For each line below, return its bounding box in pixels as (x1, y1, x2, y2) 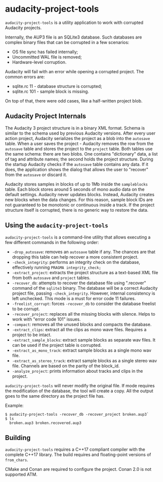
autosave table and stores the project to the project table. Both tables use (5, 145, 153, 152)
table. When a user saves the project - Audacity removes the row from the (5, 141, 154, 146)
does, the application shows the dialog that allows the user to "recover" (5, 166, 148, 172)
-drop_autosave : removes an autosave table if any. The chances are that (12, 249, 156, 255)
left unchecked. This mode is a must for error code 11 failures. (12, 295, 136, 301)
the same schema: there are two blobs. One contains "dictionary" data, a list (5, 151, 158, 157)
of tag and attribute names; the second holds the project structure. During (5, 156, 153, 162)
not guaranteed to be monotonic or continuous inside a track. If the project (5, 201, 155, 208)
